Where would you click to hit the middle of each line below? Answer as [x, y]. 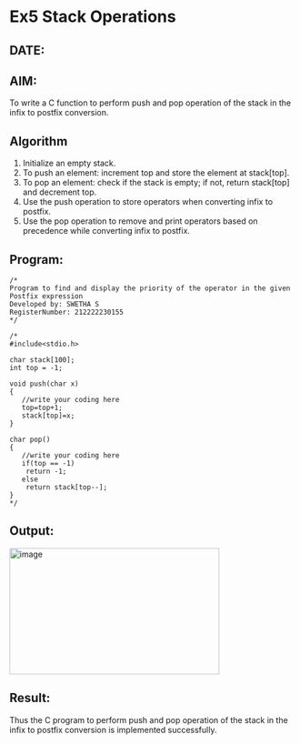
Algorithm [39, 141]
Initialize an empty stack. [69, 163]
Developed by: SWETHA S [55, 305]
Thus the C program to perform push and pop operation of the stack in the [149, 719]
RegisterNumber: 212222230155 [67, 312]
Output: [32, 531]
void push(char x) [44, 384]
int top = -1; [36, 368]
